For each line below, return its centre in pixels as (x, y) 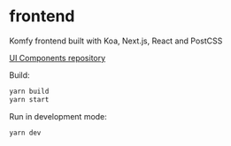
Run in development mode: (58, 116)
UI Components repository (58, 58)
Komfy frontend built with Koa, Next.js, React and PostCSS (116, 41)
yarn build (29, 91)
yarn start (29, 99)
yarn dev (25, 133)
